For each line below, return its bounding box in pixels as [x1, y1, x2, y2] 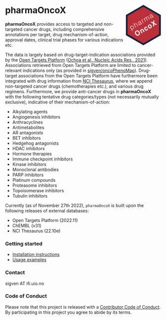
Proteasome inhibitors [12, 182, 57, 188]
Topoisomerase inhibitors [12, 187, 64, 193]
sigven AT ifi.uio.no [5, 280, 44, 286]
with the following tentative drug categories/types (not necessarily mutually [5, 94, 159, 100]
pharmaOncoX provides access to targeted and [5, 21, 103, 27]
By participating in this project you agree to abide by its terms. [5, 309, 132, 315]
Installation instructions [12, 252, 60, 258]
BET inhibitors [12, 135, 41, 141]
